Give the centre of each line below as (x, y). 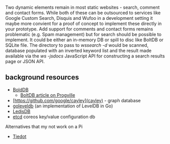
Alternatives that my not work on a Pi (44, 126)
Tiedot (19, 136)
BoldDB (21, 90)
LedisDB (21, 111)
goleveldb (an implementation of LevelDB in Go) (63, 106)
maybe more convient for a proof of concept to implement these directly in (83, 23)
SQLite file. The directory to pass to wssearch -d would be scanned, (77, 45)
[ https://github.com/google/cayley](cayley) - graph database (77, 100)
